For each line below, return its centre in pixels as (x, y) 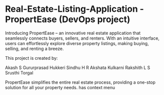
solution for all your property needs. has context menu (60, 87)
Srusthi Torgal (19, 72)
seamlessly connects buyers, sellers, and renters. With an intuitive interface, (82, 38)
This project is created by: (31, 58)
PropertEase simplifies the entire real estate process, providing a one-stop (80, 82)
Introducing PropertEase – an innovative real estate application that (73, 33)
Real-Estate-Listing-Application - (74, 9)
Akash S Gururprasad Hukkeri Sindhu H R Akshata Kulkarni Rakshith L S (78, 68)
